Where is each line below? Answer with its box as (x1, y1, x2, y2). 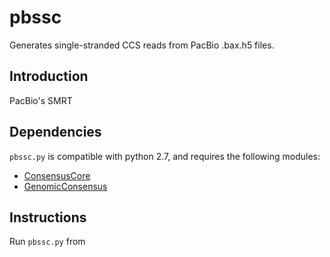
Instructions (9, 209, 87, 226)
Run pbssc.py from (9, 236, 86, 248)
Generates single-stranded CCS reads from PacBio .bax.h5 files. (9, 39, 275, 51)
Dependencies (9, 124, 102, 141)
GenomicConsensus (23, 180, 108, 192)
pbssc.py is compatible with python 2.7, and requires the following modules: (9, 150, 321, 162)
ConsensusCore (23, 169, 91, 181)
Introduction (9, 68, 89, 85)
